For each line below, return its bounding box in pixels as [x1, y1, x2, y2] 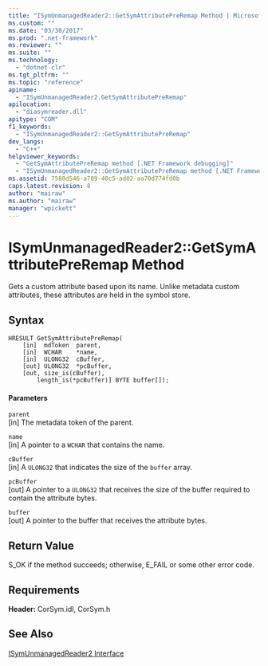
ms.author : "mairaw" [8, 197, 77, 205]
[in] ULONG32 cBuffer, [22, 355, 105, 363]
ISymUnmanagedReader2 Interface [8, 648, 124, 658]
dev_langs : [8, 137, 45, 146]
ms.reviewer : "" [8, 41, 62, 49]
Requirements [8, 583, 80, 597]
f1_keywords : [8, 123, 52, 131]
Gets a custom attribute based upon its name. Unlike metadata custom [8, 282, 240, 292]
